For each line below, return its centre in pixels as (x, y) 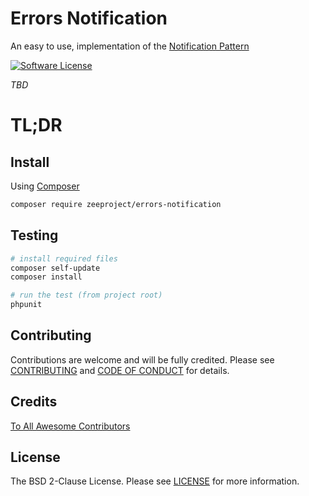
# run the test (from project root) (86, 295)
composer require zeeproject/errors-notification (116, 204)
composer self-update (55, 268)
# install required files (64, 258)
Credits (34, 402)
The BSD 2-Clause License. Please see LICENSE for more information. (155, 481)
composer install (46, 277)
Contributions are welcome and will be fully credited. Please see (142, 359)
